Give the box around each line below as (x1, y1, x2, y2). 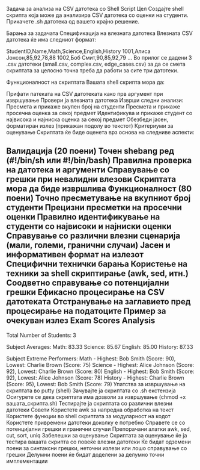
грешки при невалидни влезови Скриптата (6, 174, 176, 184)
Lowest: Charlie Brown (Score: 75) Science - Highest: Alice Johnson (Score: (6, 361, 195, 368)
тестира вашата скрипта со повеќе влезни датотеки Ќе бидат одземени (6, 438, 191, 445)
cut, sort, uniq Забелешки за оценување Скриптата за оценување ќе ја (6, 431, 187, 439)
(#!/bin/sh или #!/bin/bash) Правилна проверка (6, 155, 192, 166)
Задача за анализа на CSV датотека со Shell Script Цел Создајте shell (6, 5, 184, 12)
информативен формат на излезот (6, 249, 144, 260)
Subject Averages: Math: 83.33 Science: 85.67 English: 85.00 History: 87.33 (6, 343, 193, 350)
